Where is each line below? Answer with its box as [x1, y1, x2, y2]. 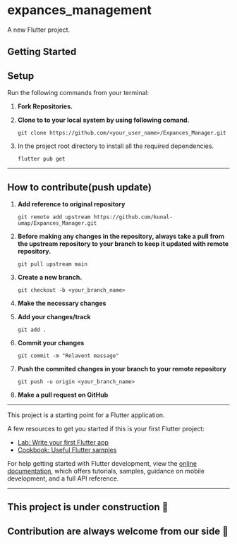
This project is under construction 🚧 [7, 501, 169, 513]
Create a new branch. [17, 273, 83, 281]
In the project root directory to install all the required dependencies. [17, 142, 214, 150]
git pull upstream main [17, 260, 88, 268]
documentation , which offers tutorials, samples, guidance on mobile [7, 466, 205, 475]
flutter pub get [17, 156, 66, 163]
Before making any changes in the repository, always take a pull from [17, 232, 224, 240]
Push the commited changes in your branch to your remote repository [17, 364, 227, 373]
